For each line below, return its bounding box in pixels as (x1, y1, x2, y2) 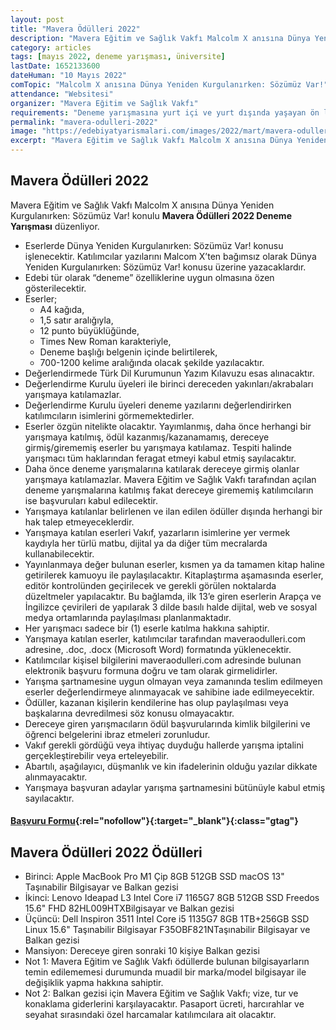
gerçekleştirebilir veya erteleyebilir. (24, 749, 170, 761)
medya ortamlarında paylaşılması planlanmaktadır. (24, 611, 232, 623)
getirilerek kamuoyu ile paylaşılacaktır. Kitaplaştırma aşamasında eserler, (24, 569, 324, 581)
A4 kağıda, (39, 303, 85, 315)
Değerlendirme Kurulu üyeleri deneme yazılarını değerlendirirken (24, 399, 292, 411)
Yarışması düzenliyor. (10, 220, 100, 232)
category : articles (10, 42, 92, 53)
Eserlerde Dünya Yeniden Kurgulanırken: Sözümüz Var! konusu (24, 239, 284, 251)
